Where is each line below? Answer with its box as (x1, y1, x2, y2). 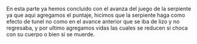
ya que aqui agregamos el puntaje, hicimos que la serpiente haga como (6, 11, 185, 19)
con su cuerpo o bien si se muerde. (6, 31, 95, 38)
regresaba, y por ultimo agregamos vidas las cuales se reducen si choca (6, 24, 188, 31)
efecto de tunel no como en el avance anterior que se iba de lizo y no (6, 18, 180, 25)
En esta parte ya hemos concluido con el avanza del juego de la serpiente (6, 5, 192, 12)
